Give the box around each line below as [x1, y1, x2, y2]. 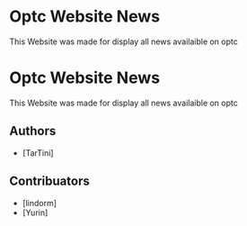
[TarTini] [22, 147, 54, 158]
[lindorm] [22, 197, 57, 208]
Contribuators [9, 174, 90, 189]
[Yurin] [22, 207, 49, 218]
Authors [9, 123, 57, 139]
